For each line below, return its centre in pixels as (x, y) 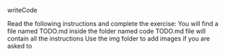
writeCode (22, 10)
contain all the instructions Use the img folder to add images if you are (109, 38)
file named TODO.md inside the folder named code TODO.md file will (107, 31)
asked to (20, 46)
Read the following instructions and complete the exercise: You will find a (113, 23)
